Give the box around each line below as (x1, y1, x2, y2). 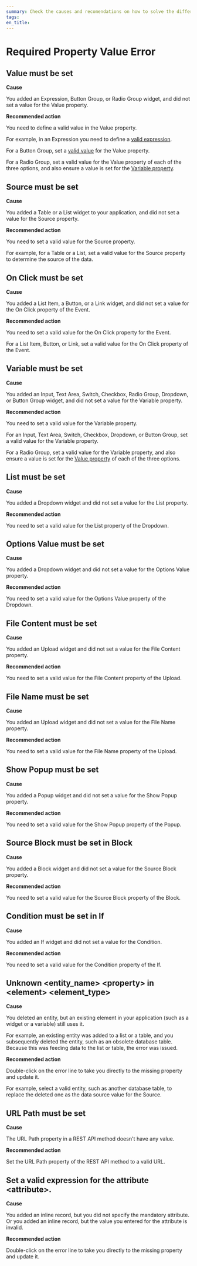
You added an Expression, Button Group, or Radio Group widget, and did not (6, 95, 191, 102)
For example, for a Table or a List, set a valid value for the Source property (6, 250, 186, 257)
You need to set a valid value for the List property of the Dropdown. (6, 522, 169, 529)
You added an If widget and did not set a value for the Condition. (6, 938, 162, 945)
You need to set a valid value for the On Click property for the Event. (6, 329, 171, 336)
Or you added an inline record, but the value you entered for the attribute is (6, 1217, 188, 1225)
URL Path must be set (6, 1108, 86, 1118)
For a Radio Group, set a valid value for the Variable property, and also (6, 449, 176, 456)
